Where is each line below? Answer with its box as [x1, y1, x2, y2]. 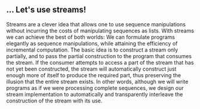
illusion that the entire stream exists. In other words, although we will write [6, 78, 189, 85]
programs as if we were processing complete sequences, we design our [6, 84, 184, 92]
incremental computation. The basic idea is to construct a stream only [6, 46, 179, 53]
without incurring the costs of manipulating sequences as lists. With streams [6, 27, 194, 34]
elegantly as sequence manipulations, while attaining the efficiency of [6, 40, 178, 47]
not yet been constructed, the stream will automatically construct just [6, 65, 177, 72]
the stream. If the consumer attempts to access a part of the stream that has [6, 59, 194, 66]
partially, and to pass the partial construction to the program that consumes [6, 52, 192, 59]
